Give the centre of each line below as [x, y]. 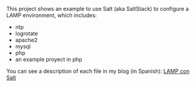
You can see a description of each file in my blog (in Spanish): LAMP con [98, 71]
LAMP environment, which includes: [52, 15]
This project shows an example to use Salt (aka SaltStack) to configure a [98, 9]
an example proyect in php [49, 59]
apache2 [26, 40]
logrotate [27, 33]
